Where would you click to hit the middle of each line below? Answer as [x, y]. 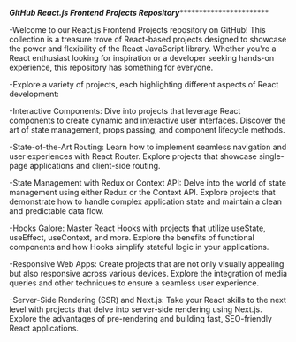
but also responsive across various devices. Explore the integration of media [148, 274]
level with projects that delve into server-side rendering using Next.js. [136, 309]
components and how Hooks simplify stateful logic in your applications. [139, 247]
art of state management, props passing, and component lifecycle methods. [147, 130]
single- [272, 156]
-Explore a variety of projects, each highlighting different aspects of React [144, 84]
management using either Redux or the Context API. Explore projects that [142, 192]
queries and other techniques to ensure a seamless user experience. [134, 283]
